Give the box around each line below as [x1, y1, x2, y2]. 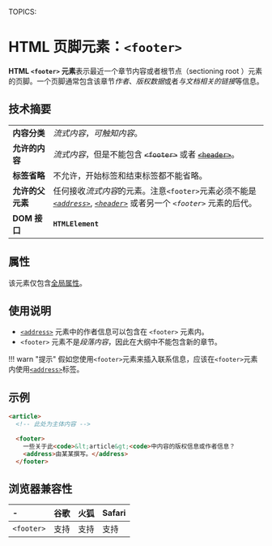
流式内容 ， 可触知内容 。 [53, 127, 143, 139]
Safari [102, 507, 126, 518]
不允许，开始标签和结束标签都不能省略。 [53, 170, 208, 181]
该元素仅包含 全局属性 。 [8, 277, 87, 287]
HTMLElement [53, 219, 100, 228]
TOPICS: [8, 7, 37, 16]
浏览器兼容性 [8, 482, 73, 496]
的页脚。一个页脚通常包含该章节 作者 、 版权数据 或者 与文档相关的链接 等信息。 [8, 76, 264, 86]
